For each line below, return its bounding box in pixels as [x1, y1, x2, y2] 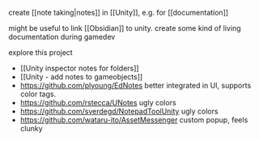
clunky [19, 124, 43, 133]
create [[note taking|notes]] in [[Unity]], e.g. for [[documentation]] [8, 8, 229, 17]
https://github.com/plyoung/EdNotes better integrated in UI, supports [19, 81, 252, 90]
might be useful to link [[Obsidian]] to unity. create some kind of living [8, 23, 241, 32]
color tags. [19, 89, 57, 99]
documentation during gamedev [8, 32, 116, 41]
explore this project [8, 48, 73, 57]
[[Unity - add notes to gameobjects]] [19, 72, 143, 81]
